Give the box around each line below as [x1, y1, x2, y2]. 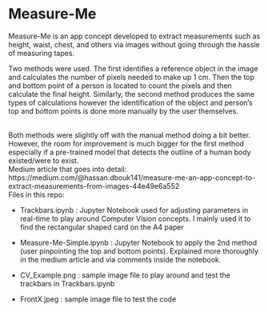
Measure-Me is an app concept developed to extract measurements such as [8, 31, 261, 41]
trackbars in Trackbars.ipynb [19, 278, 115, 288]
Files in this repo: [8, 190, 65, 199]
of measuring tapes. [8, 48, 74, 58]
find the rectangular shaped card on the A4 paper [19, 222, 184, 232]
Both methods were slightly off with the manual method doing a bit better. [8, 130, 250, 140]
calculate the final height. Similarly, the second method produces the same [8, 89, 254, 98]
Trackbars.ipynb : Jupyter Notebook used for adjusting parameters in [19, 205, 249, 214]
